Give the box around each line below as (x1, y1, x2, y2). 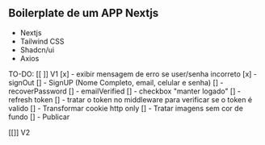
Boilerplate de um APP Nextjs (8, 6, 159, 20)
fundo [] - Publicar (8, 112, 70, 122)
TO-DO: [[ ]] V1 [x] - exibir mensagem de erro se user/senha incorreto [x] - (8, 68, 257, 79)
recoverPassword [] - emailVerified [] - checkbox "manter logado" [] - (8, 86, 241, 96)
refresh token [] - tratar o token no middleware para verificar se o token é (8, 94, 253, 104)
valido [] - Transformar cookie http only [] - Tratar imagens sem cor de (8, 103, 244, 113)
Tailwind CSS (19, 36, 65, 46)
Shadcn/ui (19, 44, 55, 55)
